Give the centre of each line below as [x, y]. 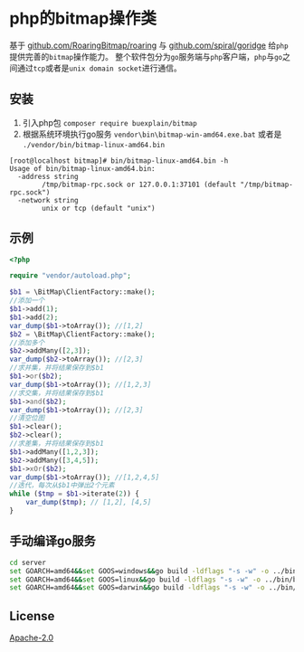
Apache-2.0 [32, 638]
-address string [48, 176]
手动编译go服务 [53, 541]
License [32, 616]
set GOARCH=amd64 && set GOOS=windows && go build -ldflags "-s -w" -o [139, 571]
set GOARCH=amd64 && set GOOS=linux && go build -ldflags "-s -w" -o [135, 580]
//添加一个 [27, 301]
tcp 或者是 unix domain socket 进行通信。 [108, 68]
